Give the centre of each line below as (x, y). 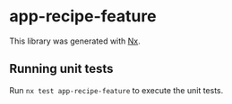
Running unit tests (61, 69)
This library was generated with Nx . (75, 41)
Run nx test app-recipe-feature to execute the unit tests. (116, 90)
